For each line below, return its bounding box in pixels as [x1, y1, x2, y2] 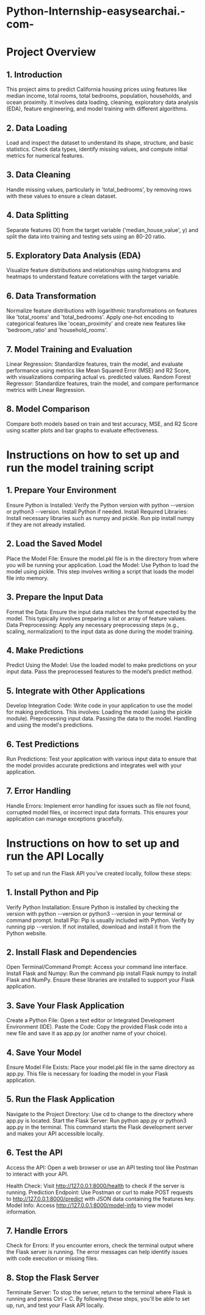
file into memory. [6, 574, 49, 581]
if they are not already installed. [6, 521, 86, 528]
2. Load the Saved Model [6, 538, 103, 549]
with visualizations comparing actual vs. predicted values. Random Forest [6, 374, 191, 381]
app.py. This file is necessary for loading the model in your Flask [6, 1070, 169, 1077]
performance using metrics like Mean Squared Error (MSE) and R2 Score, [6, 367, 191, 374]
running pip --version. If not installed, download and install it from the [6, 923, 181, 930]
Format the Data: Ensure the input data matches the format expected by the [6, 608, 196, 615]
